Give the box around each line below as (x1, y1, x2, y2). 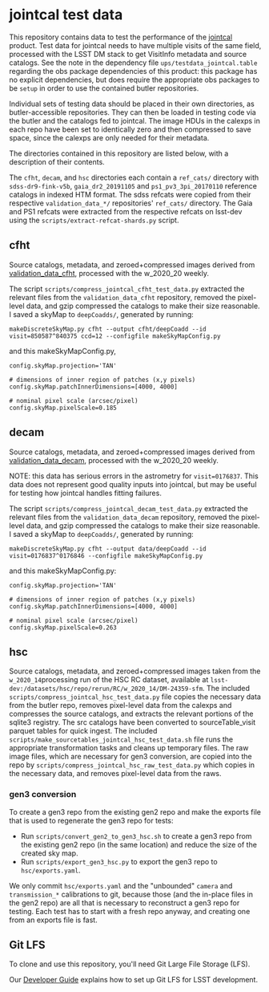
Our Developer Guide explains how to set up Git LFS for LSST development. (9, 975, 259, 985)
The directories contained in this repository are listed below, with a (9, 148, 229, 158)
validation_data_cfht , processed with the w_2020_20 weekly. (9, 268, 210, 278)
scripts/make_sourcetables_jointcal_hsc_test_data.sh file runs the (9, 734, 234, 744)
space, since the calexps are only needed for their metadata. (9, 132, 210, 142)
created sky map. (20, 848, 78, 858)
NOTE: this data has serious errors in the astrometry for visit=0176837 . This (9, 471, 259, 481)
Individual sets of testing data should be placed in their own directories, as (9, 99, 255, 108)
